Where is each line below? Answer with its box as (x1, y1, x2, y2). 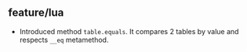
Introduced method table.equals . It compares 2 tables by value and (19, 26, 239, 36)
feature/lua (8, 6, 64, 19)
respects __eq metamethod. (19, 35, 109, 44)
